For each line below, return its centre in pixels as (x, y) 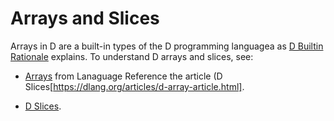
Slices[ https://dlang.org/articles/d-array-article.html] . (134, 86)
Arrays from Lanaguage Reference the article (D (123, 76)
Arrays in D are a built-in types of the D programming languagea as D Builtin (167, 46)
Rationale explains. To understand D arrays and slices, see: (132, 56)
